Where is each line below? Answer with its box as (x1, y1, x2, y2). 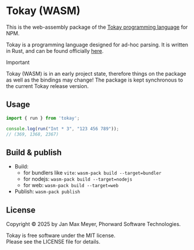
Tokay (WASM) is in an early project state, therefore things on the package (6, 70, 186, 77)
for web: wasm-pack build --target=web (23, 182, 119, 189)
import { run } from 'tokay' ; (6, 115, 80, 121)
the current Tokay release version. (6, 82, 89, 89)
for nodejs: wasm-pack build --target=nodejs (23, 175, 133, 183)
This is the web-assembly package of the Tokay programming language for (6, 23, 188, 31)
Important (6, 59, 30, 66)
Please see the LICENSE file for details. (6, 238, 101, 245)
